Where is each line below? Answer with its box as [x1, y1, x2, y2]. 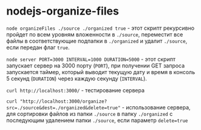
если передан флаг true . [6, 44, 70, 51]
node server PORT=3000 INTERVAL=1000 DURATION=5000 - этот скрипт [6, 55, 176, 63]
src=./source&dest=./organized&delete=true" [6, 104, 121, 111]
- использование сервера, [121, 103, 191, 111]
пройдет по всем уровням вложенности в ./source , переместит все [6, 30, 183, 38]
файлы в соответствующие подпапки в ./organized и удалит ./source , [6, 37, 188, 44]
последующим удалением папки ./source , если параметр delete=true [6, 117, 188, 124]
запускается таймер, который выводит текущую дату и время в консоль [6, 68, 196, 75]
